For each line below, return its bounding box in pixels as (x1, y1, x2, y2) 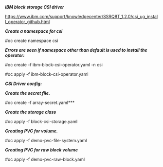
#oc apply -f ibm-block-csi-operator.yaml (5, 71, 89, 77)
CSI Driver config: (5, 81, 42, 86)
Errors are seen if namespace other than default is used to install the (5, 47, 147, 53)
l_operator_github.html (5, 19, 50, 24)
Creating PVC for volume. (5, 128, 58, 134)
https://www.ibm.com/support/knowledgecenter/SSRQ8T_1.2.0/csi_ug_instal (5, 14, 158, 19)
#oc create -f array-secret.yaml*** (5, 100, 75, 105)
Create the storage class (5, 109, 56, 115)
